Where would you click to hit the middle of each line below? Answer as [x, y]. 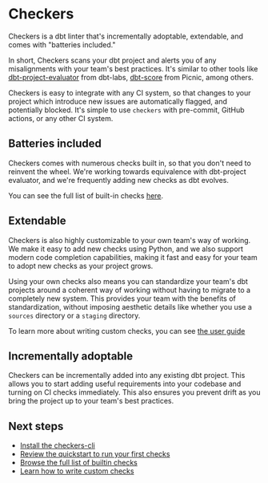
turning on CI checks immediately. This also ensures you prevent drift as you [134, 392]
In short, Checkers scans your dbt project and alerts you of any [112, 60]
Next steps [36, 426]
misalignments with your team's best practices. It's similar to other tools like [133, 68]
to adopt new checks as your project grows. [81, 266]
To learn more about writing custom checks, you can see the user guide [127, 331]
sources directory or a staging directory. [74, 315]
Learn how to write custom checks [77, 471]
